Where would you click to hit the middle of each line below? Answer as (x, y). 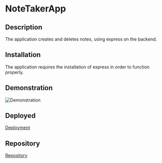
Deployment (18, 127)
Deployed (20, 116)
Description (24, 27)
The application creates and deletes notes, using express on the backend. (81, 39)
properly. (14, 72)
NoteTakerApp (36, 9)
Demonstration (29, 88)
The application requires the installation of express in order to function (78, 67)
